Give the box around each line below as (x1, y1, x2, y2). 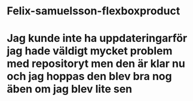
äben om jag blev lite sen (7, 82, 133, 96)
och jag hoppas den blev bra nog (7, 70, 172, 83)
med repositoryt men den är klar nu (7, 57, 186, 71)
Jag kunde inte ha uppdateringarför (7, 32, 188, 45)
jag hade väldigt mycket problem (7, 44, 173, 58)
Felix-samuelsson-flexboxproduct (7, 4, 180, 18)
